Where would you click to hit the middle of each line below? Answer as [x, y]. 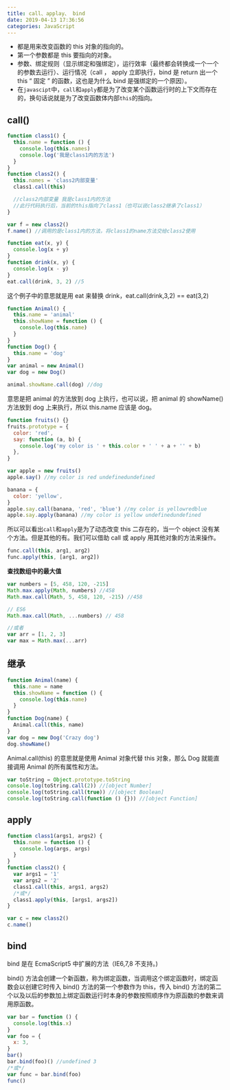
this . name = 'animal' [44, 315]
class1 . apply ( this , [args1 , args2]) [66, 900]
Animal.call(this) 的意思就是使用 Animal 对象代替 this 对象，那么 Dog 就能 [111, 758]
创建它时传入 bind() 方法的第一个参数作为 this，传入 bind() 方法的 [117, 986]
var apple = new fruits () [44, 471]
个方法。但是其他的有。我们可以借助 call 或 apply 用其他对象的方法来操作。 [113, 538]
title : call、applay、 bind [46, 13]
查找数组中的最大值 [34, 571]
